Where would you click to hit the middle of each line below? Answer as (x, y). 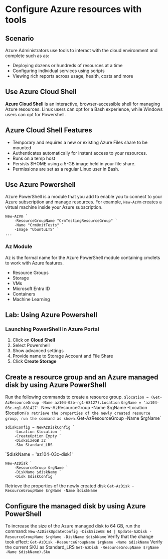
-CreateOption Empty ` (38, 436)
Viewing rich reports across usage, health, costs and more (73, 76)
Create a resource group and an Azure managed (82, 377)
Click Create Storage (34, 361)
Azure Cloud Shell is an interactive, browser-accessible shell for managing (83, 104)
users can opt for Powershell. (36, 114)
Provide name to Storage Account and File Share (63, 356)
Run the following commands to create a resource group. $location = (77, 397)
